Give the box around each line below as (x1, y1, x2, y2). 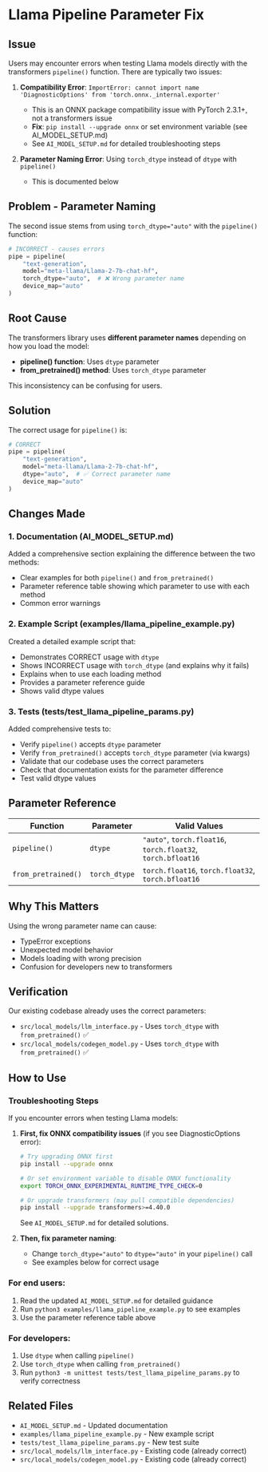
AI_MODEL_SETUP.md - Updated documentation (19, 1420, 168, 1430)
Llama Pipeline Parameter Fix (8, 6, 205, 24)
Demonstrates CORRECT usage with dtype (19, 652, 160, 662)
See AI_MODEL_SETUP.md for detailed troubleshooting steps (31, 139, 221, 148)
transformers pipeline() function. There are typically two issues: (8, 67, 223, 77)
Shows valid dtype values (19, 686, 104, 695)
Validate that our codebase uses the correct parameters (19, 756, 204, 766)
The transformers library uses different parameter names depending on (8, 333, 246, 342)
